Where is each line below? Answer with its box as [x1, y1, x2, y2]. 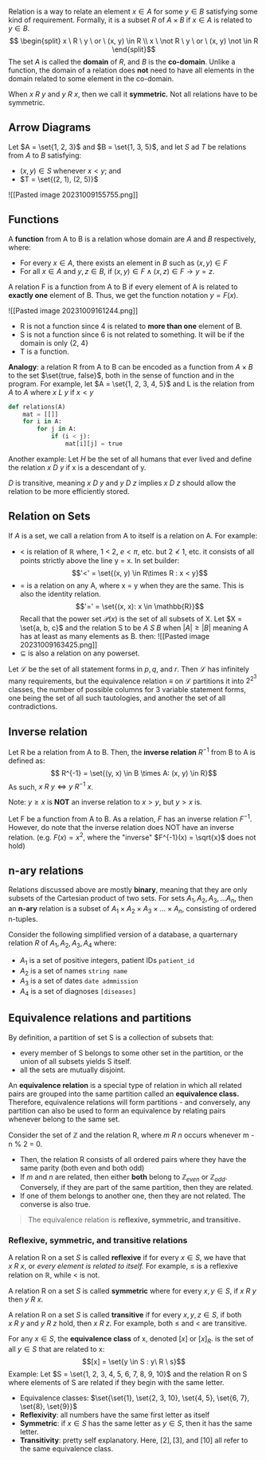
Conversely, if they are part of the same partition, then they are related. [19, 1182, 253, 1192]
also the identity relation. [19, 589, 101, 598]
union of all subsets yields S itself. [19, 1056, 131, 1066]
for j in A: [37, 425, 77, 433]
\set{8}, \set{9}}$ [19, 1401, 78, 1411]
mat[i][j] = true [65, 440, 123, 448]
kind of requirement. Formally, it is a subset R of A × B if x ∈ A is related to [8, 15, 252, 25]
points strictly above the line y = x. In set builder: [19, 555, 180, 565]
